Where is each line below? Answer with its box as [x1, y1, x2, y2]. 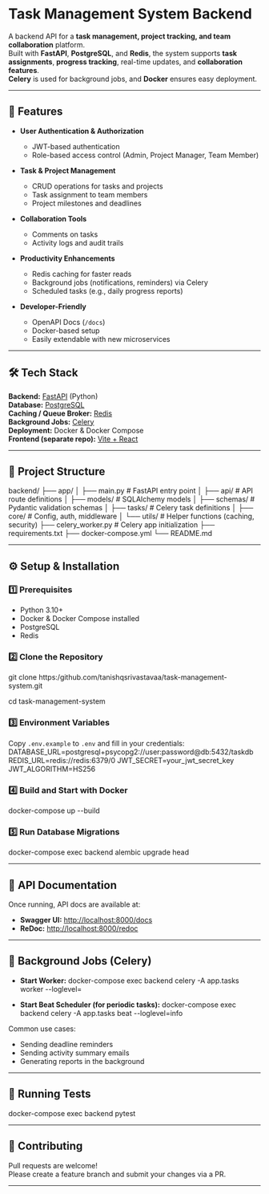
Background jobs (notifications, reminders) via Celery [31, 278, 208, 287]
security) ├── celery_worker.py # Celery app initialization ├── [8, 520, 215, 530]
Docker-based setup [31, 326, 100, 335]
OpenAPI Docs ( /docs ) [31, 317, 106, 327]
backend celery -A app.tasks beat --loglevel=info [19, 1008, 183, 1017]
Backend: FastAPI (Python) [8, 391, 98, 401]
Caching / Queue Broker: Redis [8, 408, 113, 418]
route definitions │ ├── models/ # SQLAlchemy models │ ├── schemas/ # [8, 494, 255, 504]
